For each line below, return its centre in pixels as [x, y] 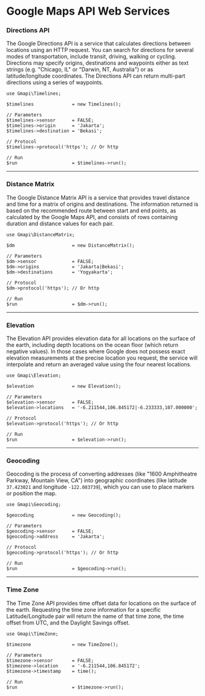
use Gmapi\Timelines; [34, 94]
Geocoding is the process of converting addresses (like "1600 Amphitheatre [102, 474]
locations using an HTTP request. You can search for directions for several [100, 50]
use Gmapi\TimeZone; [33, 634]
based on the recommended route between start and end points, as [91, 210]
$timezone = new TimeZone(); [63, 644]
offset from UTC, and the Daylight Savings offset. [68, 622]
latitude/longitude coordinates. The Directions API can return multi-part [96, 76]
